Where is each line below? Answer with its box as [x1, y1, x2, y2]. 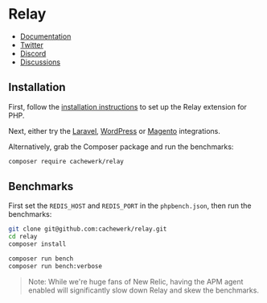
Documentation [19, 31, 72, 41]
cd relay [8, 233, 38, 241]
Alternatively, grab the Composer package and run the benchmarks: [8, 142, 234, 151]
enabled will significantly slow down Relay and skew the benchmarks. [27, 285, 260, 295]
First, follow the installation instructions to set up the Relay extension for [8, 102, 248, 111]
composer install [8, 240, 67, 248]
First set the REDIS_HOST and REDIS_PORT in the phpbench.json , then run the [8, 201, 252, 210]
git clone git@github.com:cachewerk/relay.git [8, 225, 167, 234]
